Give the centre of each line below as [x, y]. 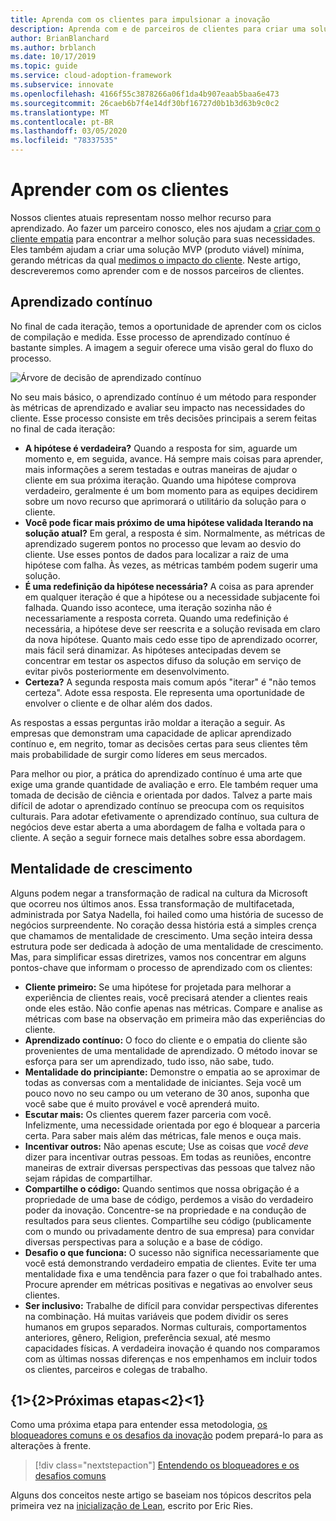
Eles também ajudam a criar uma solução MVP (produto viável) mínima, [157, 249]
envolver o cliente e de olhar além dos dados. [118, 703]
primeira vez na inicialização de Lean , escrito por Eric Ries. [131, 1506]
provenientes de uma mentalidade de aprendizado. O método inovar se [171, 1050]
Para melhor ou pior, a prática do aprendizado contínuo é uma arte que [156, 773]
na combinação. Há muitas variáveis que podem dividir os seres [156, 1316]
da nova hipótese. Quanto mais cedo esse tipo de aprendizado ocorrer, [171, 639]
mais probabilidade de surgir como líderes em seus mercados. [139, 754]
